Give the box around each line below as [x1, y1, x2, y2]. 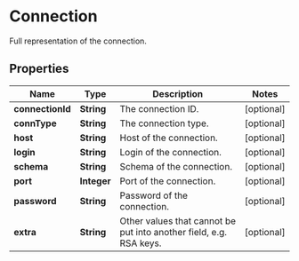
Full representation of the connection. [9, 36, 147, 46]
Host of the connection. [119, 131, 218, 144]
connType [13, 117, 57, 130]
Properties [9, 61, 69, 76]
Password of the [119, 189, 189, 202]
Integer [79, 175, 111, 187]
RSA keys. [119, 237, 162, 249]
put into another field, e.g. [119, 225, 228, 238]
